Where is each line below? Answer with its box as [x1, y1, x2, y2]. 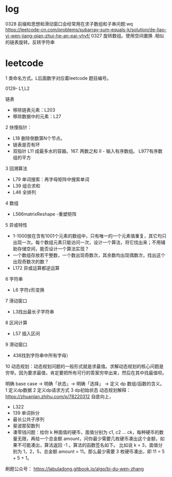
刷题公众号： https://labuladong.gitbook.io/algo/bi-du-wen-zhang [5, 466, 144, 472]
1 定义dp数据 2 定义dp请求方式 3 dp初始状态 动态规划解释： [5, 387, 131, 393]
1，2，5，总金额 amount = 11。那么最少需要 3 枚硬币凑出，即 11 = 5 [23, 448, 165, 454]
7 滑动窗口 [5, 298, 27, 304]
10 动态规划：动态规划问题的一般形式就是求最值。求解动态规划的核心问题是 [5, 363, 164, 369]
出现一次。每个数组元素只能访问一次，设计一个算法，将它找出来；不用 [12, 239, 161, 245]
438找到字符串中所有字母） [12, 352, 71, 358]
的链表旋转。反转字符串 [5, 39, 55, 45]
